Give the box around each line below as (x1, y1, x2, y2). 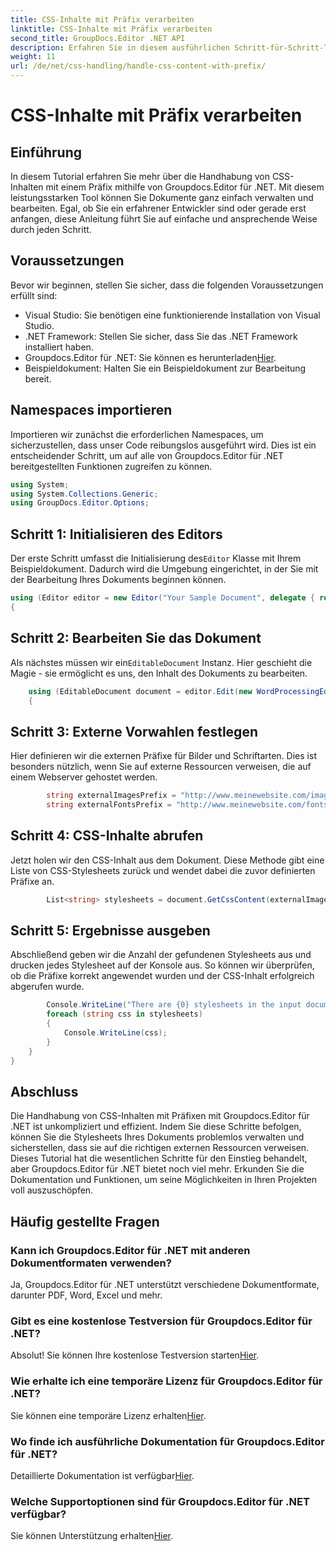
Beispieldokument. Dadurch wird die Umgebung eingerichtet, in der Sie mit (10, 563, 319, 575)
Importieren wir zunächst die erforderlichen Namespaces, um (10, 428, 264, 440)
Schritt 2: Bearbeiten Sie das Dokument (10, 630, 262, 647)
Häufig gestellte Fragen (10, 1213, 160, 1230)
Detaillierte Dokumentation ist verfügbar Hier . (10, 1469, 195, 1481)
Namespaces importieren (10, 402, 173, 419)
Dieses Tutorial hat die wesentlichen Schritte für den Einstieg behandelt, (10, 1152, 308, 1165)
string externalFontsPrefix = (46, 800, 172, 810)
